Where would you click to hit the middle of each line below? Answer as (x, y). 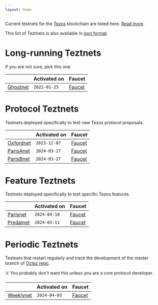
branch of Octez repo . (27, 263)
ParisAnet (19, 151)
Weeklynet (20, 295)
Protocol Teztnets (42, 109)
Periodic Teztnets (42, 244)
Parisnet (17, 215)
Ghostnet (18, 87)
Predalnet (19, 222)
